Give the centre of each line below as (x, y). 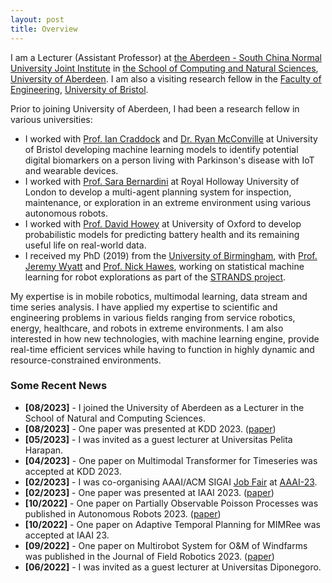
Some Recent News (59, 386)
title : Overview (44, 29)
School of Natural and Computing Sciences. (115, 418)
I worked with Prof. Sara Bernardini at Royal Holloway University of (162, 181)
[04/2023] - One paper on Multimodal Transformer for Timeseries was (171, 460)
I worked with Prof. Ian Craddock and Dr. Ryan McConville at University (171, 138)
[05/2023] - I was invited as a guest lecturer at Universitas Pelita (158, 439)
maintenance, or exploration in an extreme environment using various (168, 202)
